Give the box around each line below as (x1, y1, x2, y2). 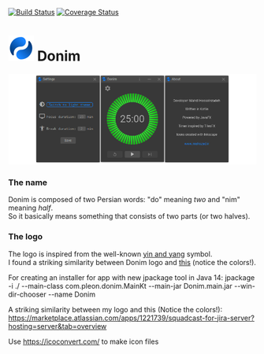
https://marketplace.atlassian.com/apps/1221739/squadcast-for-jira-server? (8, 313, 255, 323)
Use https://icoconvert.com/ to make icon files (8, 337, 159, 346)
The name (8, 177, 48, 188)
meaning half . (8, 203, 54, 212)
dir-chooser (8, 289, 47, 299)
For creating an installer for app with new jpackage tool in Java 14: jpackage (8, 272, 255, 282)
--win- (233, 281, 256, 290)
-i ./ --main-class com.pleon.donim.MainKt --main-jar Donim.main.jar (8, 281, 232, 290)
